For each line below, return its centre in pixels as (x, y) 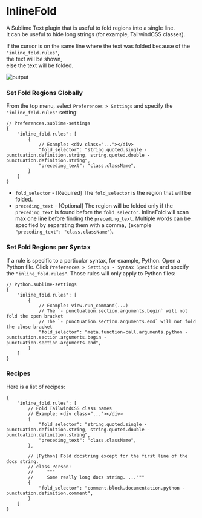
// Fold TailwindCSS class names (70, 408)
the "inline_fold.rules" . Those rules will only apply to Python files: (91, 273)
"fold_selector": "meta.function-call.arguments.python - (113, 332)
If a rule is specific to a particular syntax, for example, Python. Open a (93, 260)
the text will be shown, (34, 59)
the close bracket (29, 327)
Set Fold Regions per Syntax (48, 248)
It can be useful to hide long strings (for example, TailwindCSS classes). (96, 34)
